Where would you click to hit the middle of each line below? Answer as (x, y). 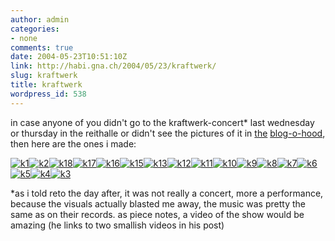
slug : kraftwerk (44, 76)
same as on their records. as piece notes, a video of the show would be (157, 214)
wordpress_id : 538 (48, 94)
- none (24, 38)
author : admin (40, 19)
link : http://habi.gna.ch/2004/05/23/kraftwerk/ (113, 66)
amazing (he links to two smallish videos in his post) (117, 225)
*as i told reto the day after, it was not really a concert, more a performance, (167, 193)
